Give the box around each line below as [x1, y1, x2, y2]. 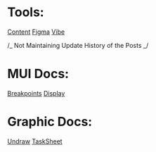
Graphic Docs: [7, 114, 93, 130]
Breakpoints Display [7, 89, 65, 97]
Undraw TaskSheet [7, 137, 63, 145]
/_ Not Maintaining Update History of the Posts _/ [7, 41, 149, 49]
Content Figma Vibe [7, 27, 65, 36]
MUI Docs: [7, 66, 69, 82]
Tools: [7, 4, 44, 20]
